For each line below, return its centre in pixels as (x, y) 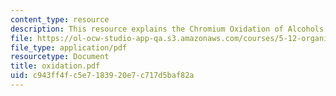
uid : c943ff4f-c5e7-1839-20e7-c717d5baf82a (102, 76)
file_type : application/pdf (69, 47)
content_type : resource (60, 19)
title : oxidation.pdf (55, 66)
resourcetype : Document (60, 57)
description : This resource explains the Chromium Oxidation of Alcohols (167, 29)
